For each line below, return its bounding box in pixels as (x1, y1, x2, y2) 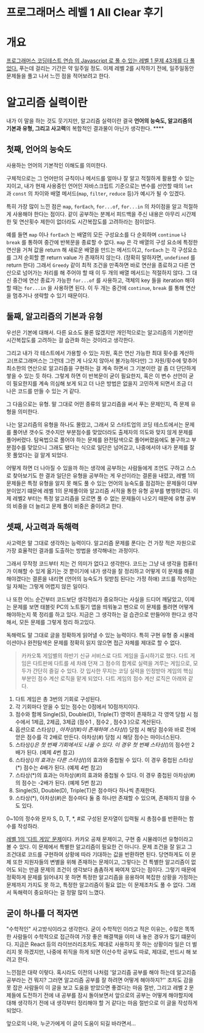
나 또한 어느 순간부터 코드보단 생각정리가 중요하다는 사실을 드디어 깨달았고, (6, 595, 184, 603)
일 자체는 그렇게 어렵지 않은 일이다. (6, 582, 90, 590)
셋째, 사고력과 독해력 (6, 522, 79, 532)
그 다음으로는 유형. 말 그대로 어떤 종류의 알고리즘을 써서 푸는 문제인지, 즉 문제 (6, 400, 190, 407)
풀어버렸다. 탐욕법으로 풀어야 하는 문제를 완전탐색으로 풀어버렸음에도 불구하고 (6, 436, 191, 443)
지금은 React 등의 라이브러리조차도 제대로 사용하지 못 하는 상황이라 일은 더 (14, 940, 191, 948)
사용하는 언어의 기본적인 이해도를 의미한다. (6, 161, 108, 169)
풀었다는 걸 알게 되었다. (12, 451, 68, 459)
